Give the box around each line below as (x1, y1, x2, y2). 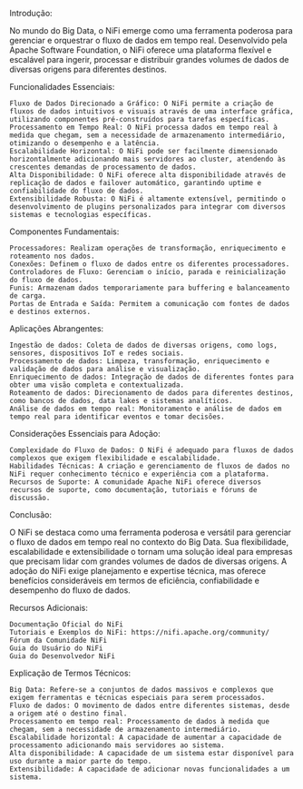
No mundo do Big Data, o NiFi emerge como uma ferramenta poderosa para (9, 25, 293, 35)
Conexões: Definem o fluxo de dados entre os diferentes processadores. (9, 260, 290, 269)
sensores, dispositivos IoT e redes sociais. (9, 349, 184, 358)
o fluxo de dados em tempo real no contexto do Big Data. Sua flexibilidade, (9, 537, 289, 547)
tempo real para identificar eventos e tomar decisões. (9, 412, 225, 421)
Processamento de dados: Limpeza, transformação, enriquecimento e (9, 357, 270, 366)
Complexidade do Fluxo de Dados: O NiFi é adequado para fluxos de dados (9, 446, 295, 455)
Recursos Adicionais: (9, 603, 88, 613)
